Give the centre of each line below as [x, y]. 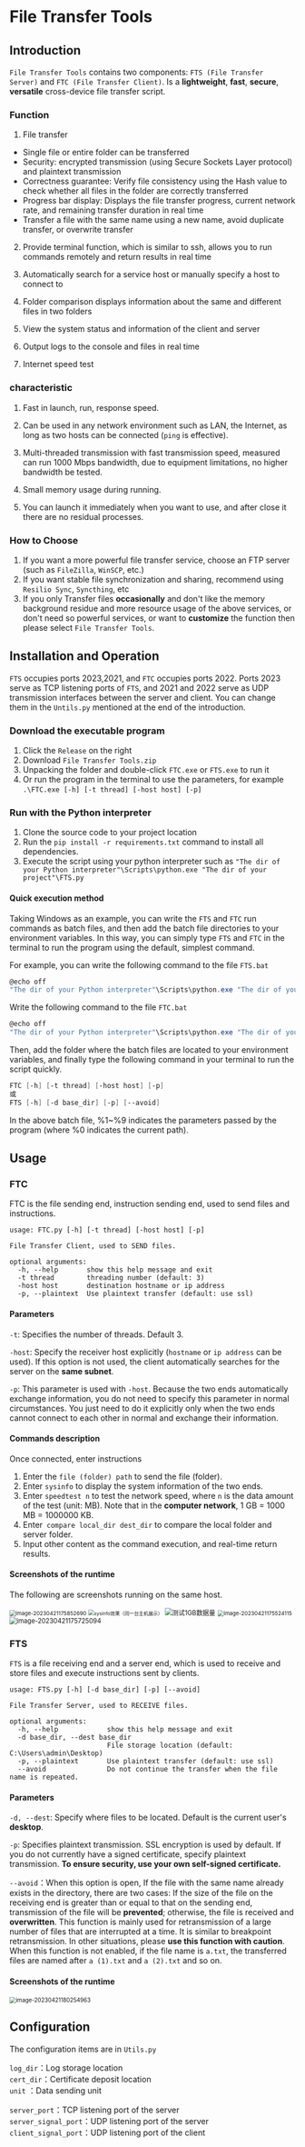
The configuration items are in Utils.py [83, 2049]
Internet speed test [58, 364]
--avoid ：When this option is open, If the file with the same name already [147, 1882]
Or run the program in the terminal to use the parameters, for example [153, 779]
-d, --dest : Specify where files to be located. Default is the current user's [148, 1817]
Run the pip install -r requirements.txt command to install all [143, 842]
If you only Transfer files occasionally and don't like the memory [144, 598]
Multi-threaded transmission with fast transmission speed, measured [151, 453]
